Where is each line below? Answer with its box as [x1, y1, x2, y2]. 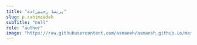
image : [6, 30, 22, 36]
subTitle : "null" [6, 19, 49, 25]
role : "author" [6, 25, 43, 31]
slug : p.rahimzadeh [6, 14, 54, 20]
